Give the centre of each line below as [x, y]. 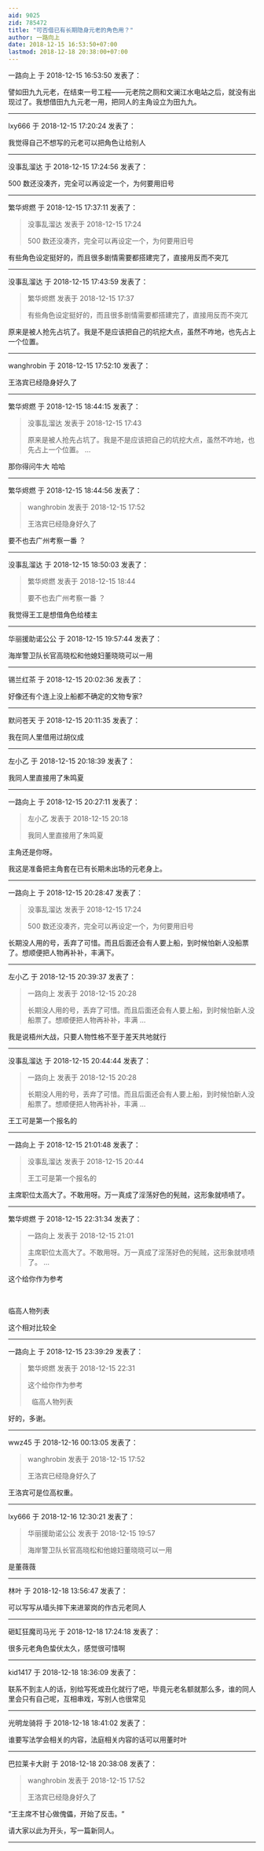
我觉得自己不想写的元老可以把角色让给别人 [77, 143]
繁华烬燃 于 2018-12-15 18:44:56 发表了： [75, 490]
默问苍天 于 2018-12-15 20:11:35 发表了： [74, 720]
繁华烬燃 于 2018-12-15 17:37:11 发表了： [73, 208]
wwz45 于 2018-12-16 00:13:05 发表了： [73, 1442]
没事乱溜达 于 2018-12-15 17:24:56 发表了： [78, 167]
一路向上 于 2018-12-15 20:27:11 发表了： [74, 802]
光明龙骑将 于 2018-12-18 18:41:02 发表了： [78, 1723]
